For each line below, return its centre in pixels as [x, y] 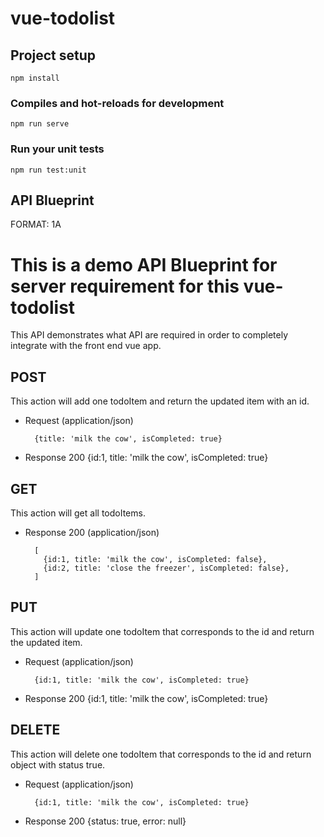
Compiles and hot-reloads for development [117, 103]
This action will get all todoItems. [78, 513]
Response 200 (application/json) [92, 532]
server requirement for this [125, 286]
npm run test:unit [48, 170]
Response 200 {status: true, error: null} [105, 821]
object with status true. [58, 764]
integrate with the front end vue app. [86, 346]
